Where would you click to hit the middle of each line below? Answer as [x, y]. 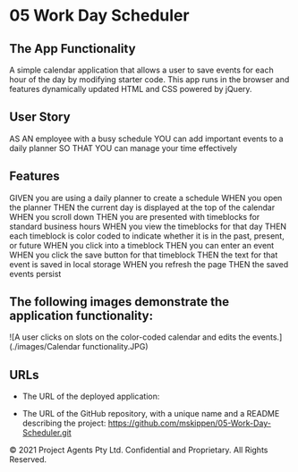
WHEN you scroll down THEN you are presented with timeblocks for [135, 216]
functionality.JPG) [115, 347]
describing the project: [64, 423]
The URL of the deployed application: [91, 396]
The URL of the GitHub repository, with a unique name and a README [151, 414]
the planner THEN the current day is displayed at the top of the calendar [142, 207]
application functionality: [81, 316]
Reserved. [28, 459]
